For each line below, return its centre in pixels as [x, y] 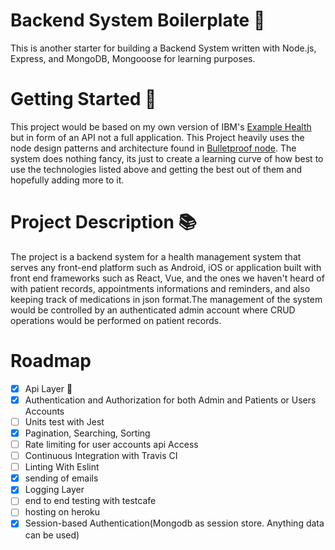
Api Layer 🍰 [48, 388]
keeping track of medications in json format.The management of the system [166, 299]
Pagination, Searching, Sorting [87, 433]
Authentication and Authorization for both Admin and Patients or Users [170, 400]
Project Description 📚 [103, 222]
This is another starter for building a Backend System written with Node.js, [163, 48]
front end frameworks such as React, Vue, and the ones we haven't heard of [167, 278]
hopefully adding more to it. [67, 180]
